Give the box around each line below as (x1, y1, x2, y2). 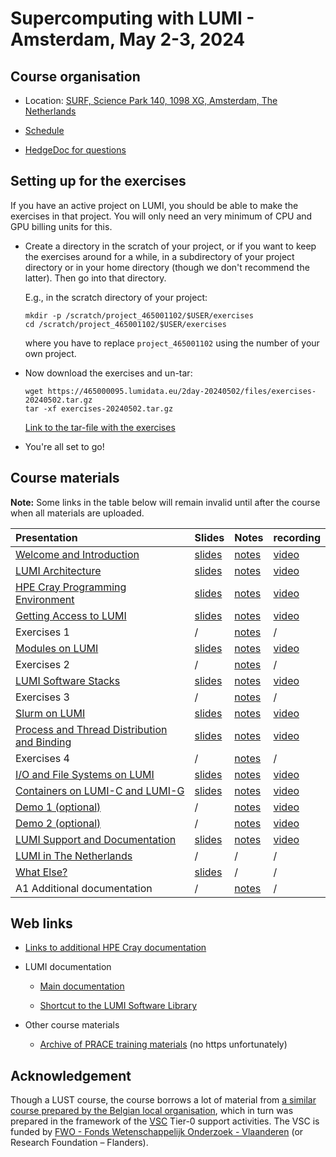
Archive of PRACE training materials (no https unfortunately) (39, 1038, 288, 1051)
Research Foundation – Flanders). (10, 1137, 149, 1149)
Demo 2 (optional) (15, 816, 102, 830)
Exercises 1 (15, 625, 70, 639)
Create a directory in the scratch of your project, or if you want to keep (24, 240, 317, 252)
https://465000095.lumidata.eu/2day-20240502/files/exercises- (47, 386, 317, 396)
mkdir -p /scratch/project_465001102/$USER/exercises (24, 310, 254, 321)
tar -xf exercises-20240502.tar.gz (24, 403, 174, 414)
